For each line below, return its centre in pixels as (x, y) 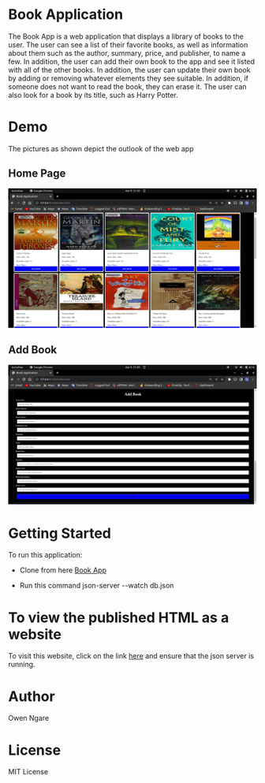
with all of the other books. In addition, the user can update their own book (129, 69)
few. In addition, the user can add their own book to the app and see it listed (131, 62)
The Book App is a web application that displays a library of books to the (126, 36)
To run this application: (45, 555)
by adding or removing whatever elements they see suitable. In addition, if (129, 78)
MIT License (28, 772)
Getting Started (60, 533)
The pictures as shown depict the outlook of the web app (101, 148)
